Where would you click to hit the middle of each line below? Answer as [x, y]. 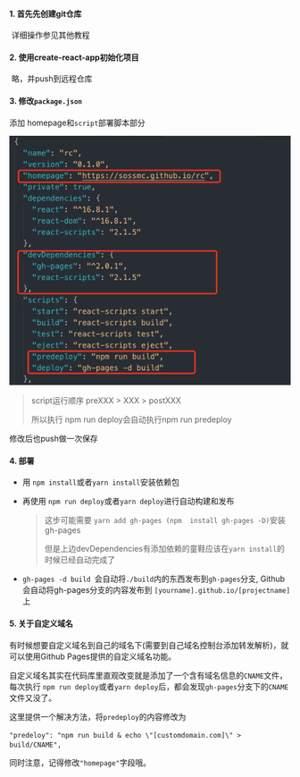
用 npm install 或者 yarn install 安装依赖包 [101, 482]
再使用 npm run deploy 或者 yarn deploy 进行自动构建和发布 [128, 502]
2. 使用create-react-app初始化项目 [74, 57]
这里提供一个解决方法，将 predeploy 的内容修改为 [98, 716]
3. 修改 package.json [46, 101]
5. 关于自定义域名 [41, 623]
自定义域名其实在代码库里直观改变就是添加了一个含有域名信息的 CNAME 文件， [148, 675]
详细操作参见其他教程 [50, 35]
